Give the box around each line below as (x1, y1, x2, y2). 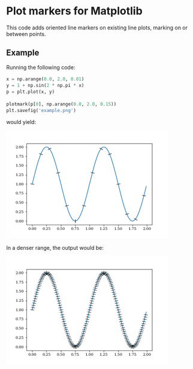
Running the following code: (6, 63, 76, 71)
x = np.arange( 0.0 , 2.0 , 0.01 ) (6, 76, 85, 82)
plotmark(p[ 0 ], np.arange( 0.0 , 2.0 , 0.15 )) (6, 101, 117, 107)
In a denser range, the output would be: (6, 244, 104, 251)
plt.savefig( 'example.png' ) (6, 108, 77, 114)
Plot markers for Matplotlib (6, 4, 143, 18)
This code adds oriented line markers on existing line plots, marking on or (6, 24, 188, 31)
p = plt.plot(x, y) (6, 89, 55, 95)
